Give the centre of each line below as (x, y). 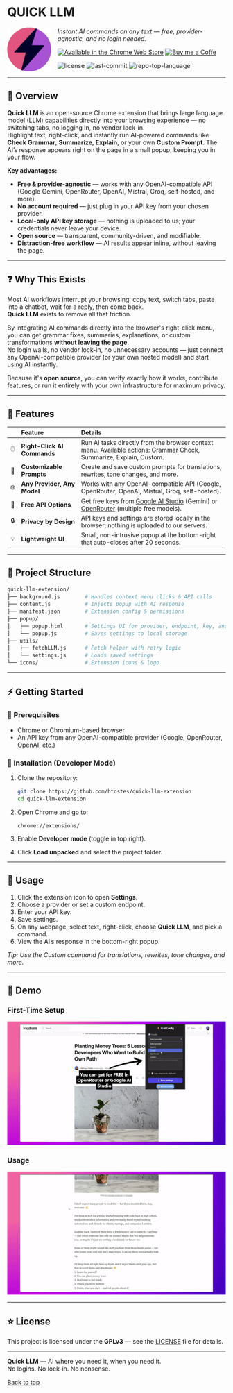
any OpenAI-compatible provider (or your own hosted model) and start (108, 357)
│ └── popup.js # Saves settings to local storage (97, 633)
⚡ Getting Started (45, 692)
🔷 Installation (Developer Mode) (62, 763)
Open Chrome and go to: (53, 812)
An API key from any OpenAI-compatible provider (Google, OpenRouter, (120, 737)
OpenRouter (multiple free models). (131, 508)
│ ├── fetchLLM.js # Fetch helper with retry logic (94, 648)
